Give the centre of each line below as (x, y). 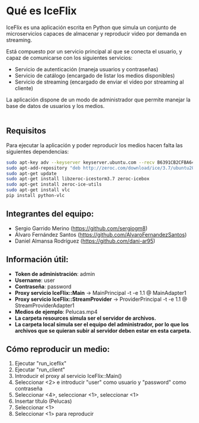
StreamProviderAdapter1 (44, 305)
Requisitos (26, 131)
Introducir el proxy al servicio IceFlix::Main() (68, 376)
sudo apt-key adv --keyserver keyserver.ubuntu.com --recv (81, 162)
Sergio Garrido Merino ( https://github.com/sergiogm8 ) (81, 228)
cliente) (24, 88)
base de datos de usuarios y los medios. (55, 106)
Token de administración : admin (55, 273)
